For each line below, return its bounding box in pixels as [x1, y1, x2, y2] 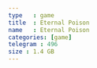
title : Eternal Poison [8, 19, 90, 27]
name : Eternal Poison [8, 26, 90, 34]
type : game [8, 11, 55, 20]
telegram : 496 [8, 41, 58, 48]
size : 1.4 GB [8, 48, 55, 55]
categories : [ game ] [8, 33, 73, 41]
